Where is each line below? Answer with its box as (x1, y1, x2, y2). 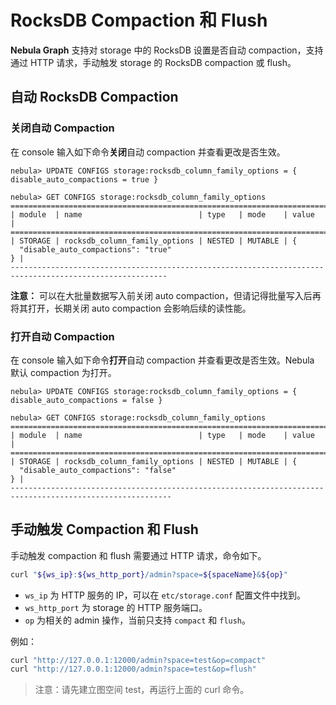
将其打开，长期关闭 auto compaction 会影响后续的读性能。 (10, 302, 252, 314)
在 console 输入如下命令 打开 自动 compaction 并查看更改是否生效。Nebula (10, 354, 315, 366)
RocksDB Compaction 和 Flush (10, 9, 268, 32)
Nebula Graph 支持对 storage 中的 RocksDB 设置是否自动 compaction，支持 (10, 44, 324, 56)
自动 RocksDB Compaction (10, 89, 179, 106)
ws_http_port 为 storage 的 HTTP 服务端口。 (24, 601, 208, 613)
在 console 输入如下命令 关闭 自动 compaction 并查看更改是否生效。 (10, 146, 286, 158)
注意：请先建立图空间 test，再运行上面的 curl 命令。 (34, 684, 250, 696)
